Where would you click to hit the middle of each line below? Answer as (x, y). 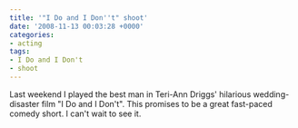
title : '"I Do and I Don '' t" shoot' (79, 18)
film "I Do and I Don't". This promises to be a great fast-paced (157, 103)
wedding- (271, 94)
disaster (25, 103)
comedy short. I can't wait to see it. (75, 113)
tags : (20, 52)
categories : (32, 34)
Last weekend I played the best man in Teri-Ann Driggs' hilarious (130, 94)
